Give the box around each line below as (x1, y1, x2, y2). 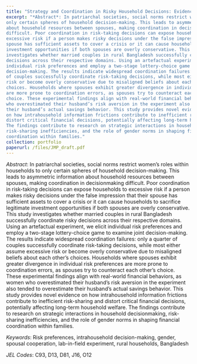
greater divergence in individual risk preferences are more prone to (6, 260, 168, 267)
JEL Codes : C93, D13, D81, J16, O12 (6, 351, 92, 358)
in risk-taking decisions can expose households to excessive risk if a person (6, 186, 191, 193)
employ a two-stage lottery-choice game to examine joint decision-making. (6, 229, 188, 236)
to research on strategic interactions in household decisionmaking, (6, 310, 167, 317)
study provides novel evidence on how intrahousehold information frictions (6, 291, 188, 298)
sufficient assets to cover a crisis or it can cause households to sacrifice (6, 198, 181, 205)
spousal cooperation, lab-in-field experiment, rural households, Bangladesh (6, 340, 189, 347)
